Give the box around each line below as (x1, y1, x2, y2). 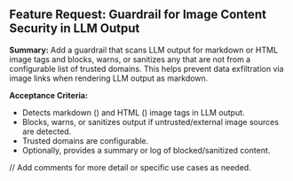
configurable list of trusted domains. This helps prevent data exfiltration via (9, 63, 284, 74)
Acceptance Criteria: (9, 90, 89, 100)
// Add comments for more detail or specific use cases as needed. (9, 161, 251, 172)
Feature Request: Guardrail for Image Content (9, 7, 266, 22)
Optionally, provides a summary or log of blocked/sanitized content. (21, 145, 271, 155)
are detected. (21, 126, 72, 137)
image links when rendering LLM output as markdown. (9, 73, 209, 83)
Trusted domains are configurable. (21, 135, 149, 146)
